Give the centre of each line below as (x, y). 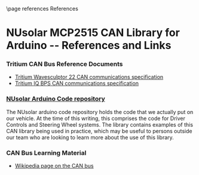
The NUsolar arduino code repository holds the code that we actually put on (100, 112)
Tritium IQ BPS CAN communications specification (77, 84)
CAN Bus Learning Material (46, 153)
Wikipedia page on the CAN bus (54, 166)
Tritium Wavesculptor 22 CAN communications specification (89, 77)
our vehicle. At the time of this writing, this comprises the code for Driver (96, 118)
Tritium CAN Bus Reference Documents (65, 64)
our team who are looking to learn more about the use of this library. (90, 137)
